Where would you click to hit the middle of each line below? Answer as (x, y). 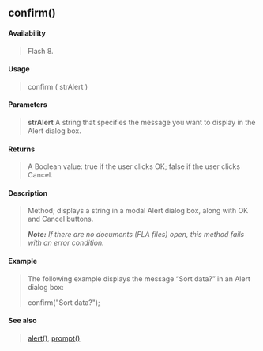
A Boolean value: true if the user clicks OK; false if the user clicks (134, 166)
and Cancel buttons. (60, 219)
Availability (27, 33)
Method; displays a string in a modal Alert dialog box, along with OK (138, 211)
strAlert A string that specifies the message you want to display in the (141, 122)
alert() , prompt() (54, 338)
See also (23, 321)
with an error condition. (66, 243)
